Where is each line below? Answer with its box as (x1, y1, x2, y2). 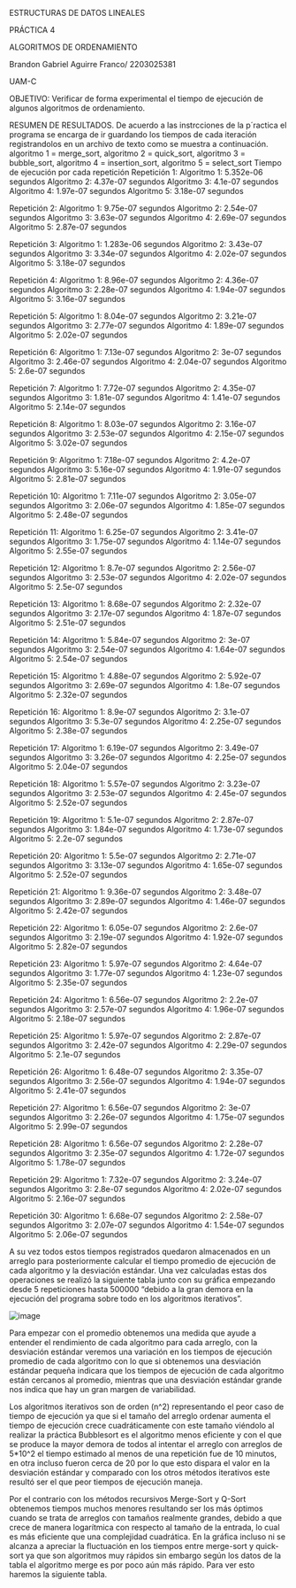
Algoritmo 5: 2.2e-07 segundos (9, 833, 124, 844)
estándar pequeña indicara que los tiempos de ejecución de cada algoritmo (9, 1366, 285, 1375)
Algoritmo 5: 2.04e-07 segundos (9, 762, 128, 771)
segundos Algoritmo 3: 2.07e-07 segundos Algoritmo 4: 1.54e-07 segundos (9, 1220, 285, 1230)
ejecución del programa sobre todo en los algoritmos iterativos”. (9, 1293, 243, 1304)
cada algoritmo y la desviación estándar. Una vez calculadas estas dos (9, 1266, 268, 1275)
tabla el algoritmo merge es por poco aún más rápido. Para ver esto (9, 1560, 255, 1570)
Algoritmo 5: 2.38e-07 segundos (9, 725, 128, 736)
